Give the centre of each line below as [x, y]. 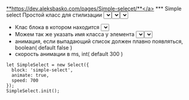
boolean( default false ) [44, 48]
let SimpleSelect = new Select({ [48, 65]
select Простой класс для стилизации [54, 15]
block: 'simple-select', [42, 70]
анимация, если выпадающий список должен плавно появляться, [99, 41]
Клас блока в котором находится [57, 27]
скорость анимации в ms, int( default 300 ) [69, 54]
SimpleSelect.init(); [33, 91]
